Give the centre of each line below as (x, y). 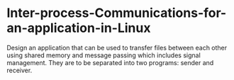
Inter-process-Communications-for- (117, 13)
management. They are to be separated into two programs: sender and (110, 62)
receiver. (19, 70)
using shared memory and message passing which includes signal (104, 55)
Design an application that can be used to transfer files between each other (117, 47)
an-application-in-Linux (79, 28)
